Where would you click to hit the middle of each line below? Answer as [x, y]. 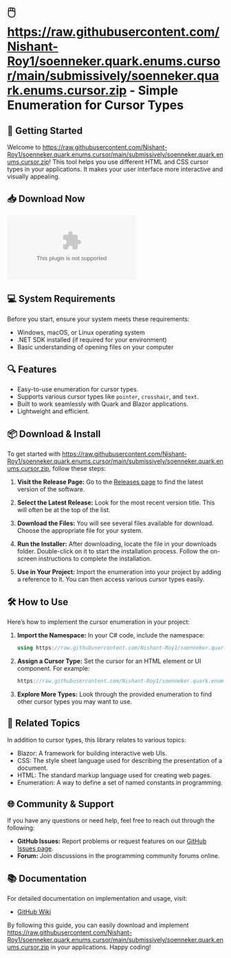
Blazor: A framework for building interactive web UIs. [92, 753]
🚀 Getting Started [45, 131]
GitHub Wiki [34, 912]
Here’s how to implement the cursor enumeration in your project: [99, 622]
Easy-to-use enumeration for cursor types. [78, 389]
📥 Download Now [46, 199]
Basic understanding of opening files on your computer [95, 347]
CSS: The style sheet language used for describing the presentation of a [119, 760]
